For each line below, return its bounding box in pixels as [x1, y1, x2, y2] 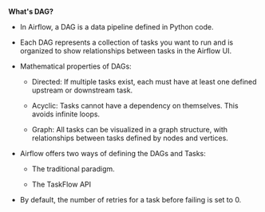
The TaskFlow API [31, 179, 92, 189]
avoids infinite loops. [31, 109, 101, 119]
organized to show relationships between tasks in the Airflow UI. [19, 46, 232, 55]
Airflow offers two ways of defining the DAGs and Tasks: [19, 149, 206, 158]
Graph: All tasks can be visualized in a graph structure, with [31, 125, 228, 134]
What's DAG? [8, 7, 54, 16]
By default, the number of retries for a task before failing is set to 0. [19, 195, 242, 204]
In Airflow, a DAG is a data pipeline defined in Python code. [19, 22, 214, 31]
